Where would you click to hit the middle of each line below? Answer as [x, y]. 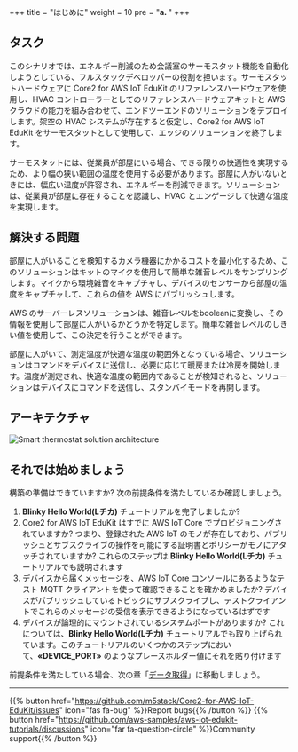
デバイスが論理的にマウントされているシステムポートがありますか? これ [153, 622]
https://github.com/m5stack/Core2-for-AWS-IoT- [165, 701]
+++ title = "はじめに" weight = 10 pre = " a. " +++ [100, 12]
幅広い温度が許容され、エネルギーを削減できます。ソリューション [160, 185]
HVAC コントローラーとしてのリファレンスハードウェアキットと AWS [159, 99]
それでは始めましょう [67, 469]
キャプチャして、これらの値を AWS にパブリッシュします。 [132, 294]
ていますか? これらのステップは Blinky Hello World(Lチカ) [159, 556]
